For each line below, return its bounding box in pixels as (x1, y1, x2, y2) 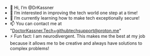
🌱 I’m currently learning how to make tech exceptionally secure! (9, 15, 140, 21)
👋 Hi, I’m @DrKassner (9, 5, 54, 10)
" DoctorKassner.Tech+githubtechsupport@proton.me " (9, 28, 121, 33)
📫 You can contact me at (9, 21, 62, 27)
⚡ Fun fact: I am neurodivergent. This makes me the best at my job (9, 33, 146, 39)
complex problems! (9, 46, 50, 51)
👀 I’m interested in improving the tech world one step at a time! (9, 10, 138, 16)
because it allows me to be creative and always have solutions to (9, 40, 143, 46)
